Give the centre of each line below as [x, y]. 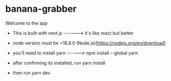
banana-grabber [41, 9]
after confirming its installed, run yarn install [59, 63]
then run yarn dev [31, 73]
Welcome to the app [27, 23]
